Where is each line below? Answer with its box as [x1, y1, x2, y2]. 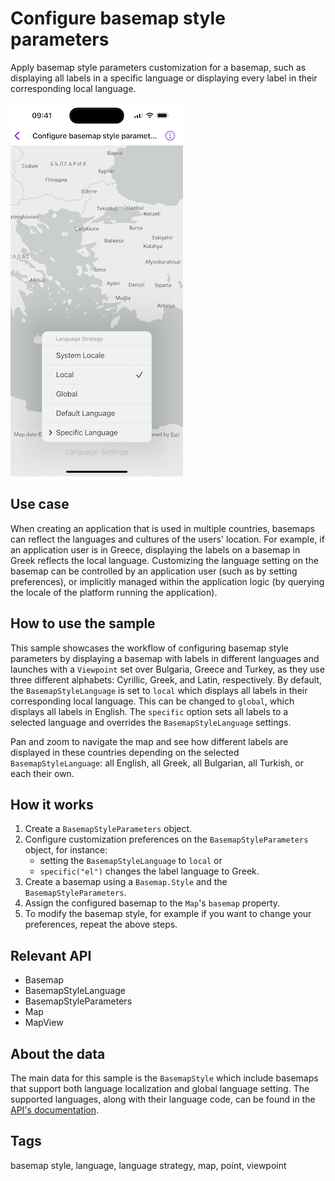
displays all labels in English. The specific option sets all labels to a [10, 705, 289, 717]
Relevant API [10, 947, 92, 964]
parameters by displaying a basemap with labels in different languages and [10, 652, 320, 664]
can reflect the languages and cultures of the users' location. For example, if [10, 533, 325, 545]
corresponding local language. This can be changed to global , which [10, 695, 295, 707]
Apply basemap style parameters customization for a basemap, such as [10, 61, 307, 73]
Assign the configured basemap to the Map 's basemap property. [24, 897, 281, 909]
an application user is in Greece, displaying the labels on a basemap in [10, 543, 301, 556]
